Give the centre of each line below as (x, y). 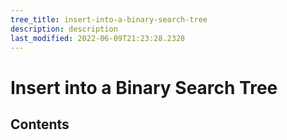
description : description (64, 29)
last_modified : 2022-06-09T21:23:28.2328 (98, 38)
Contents (40, 124)
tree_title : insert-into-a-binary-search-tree (109, 19)
